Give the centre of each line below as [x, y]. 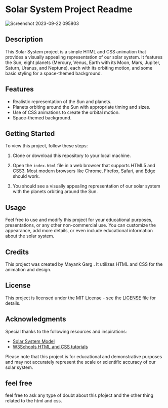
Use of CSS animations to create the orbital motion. [66, 112]
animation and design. [28, 270]
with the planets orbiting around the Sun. [55, 192]
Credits [17, 252]
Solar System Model [33, 341]
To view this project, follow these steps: [47, 146]
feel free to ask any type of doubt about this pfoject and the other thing [79, 395]
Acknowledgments [36, 319]
